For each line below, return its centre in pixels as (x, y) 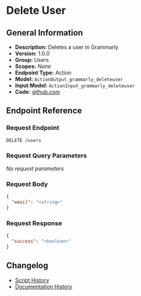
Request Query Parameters (46, 155)
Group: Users (32, 60)
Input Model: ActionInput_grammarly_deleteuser (75, 85)
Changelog (27, 266)
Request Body (27, 184)
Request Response (34, 223)
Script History (32, 280)
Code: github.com (37, 92)
